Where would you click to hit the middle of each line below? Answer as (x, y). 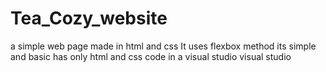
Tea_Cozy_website (89, 18)
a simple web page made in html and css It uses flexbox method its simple (163, 46)
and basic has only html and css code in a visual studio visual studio (151, 56)
